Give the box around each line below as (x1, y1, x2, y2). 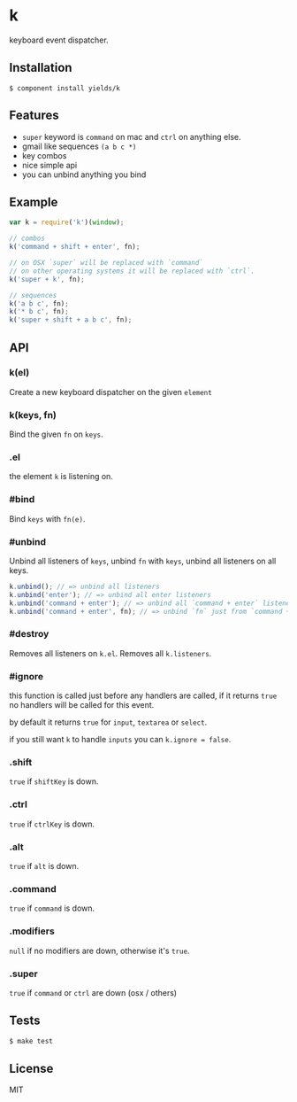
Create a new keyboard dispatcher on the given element (9, 386, 212, 397)
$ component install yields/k (9, 83, 121, 93)
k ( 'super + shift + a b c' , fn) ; (9, 315, 133, 324)
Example (9, 194, 58, 209)
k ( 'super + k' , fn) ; (9, 275, 86, 283)
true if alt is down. (9, 860, 80, 871)
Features (9, 108, 59, 123)
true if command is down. (9, 903, 95, 913)
